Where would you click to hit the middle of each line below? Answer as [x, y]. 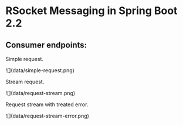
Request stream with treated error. [47, 104]
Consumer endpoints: [46, 45]
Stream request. [25, 82]
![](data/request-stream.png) [40, 93]
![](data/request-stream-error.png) [47, 116]
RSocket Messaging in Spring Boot [91, 11]
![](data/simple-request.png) [40, 70]
